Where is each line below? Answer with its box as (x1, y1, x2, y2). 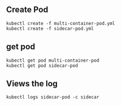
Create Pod (6, 5, 49, 15)
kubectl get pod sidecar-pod (6, 62, 78, 69)
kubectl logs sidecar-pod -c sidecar (6, 94, 100, 100)
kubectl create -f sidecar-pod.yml (6, 25, 94, 31)
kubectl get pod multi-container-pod (6, 57, 100, 63)
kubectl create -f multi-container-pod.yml (6, 20, 116, 26)
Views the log (6, 79, 58, 89)
